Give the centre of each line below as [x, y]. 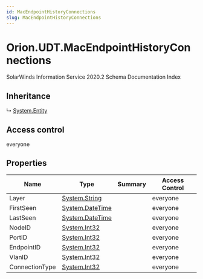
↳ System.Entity [27, 111]
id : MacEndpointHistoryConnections [51, 12]
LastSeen [23, 217]
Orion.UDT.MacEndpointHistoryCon [98, 48]
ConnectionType [33, 267]
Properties [27, 163]
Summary [132, 184]
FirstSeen [23, 208]
